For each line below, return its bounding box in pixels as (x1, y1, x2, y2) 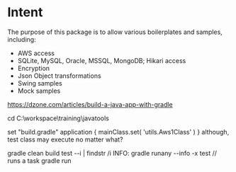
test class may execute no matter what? (7, 135, 123, 144)
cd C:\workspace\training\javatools (7, 114, 110, 122)
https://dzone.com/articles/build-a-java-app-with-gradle (7, 100, 174, 108)
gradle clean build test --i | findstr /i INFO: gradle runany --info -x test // (7, 149, 218, 157)
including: (7, 35, 37, 43)
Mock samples (17, 86, 61, 95)
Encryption (17, 64, 50, 72)
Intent (7, 4, 43, 21)
